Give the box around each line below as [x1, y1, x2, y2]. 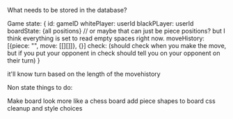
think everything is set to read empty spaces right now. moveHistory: [7, 34, 205, 42]
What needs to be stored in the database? [7, 6, 127, 14]
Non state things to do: [7, 84, 73, 91]
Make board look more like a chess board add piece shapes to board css [7, 97, 216, 105]
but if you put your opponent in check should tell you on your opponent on [7, 49, 220, 57]
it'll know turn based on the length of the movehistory [7, 70, 161, 78]
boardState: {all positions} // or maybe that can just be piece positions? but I [7, 27, 225, 35]
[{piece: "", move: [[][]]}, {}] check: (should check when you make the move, [7, 42, 227, 49]
